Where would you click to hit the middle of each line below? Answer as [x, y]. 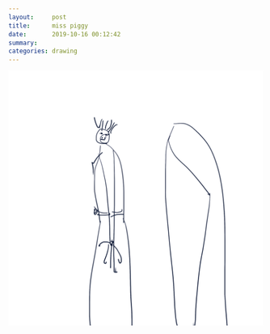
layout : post [38, 17]
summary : [23, 43]
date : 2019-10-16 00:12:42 [65, 34]
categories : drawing [43, 51]
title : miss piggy [49, 25]
